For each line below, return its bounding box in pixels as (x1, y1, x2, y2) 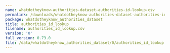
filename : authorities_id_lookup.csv (5, 26, 85, 31)
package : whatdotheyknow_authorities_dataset (5, 17, 103, 22)
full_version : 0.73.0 (5, 36, 51, 41)
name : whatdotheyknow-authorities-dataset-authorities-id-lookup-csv (5, 7, 155, 13)
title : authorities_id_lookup (5, 21, 69, 27)
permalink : (5, 12, 28, 17)
